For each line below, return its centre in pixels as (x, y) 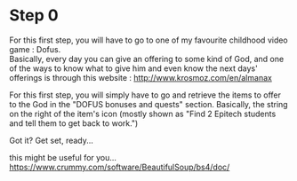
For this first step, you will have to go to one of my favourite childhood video (149, 40)
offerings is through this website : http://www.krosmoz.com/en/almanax (141, 77)
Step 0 (34, 16)
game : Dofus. (35, 49)
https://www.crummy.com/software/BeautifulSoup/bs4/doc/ (120, 167)
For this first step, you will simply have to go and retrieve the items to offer (145, 95)
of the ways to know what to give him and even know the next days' (133, 68)
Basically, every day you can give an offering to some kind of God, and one (147, 59)
